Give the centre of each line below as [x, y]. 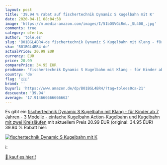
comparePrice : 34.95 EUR [31, 65]
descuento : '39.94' [25, 93]
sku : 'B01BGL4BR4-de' [28, 47]
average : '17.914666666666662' [38, 97]
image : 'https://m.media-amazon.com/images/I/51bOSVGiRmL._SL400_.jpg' [81, 24]
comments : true [21, 28]
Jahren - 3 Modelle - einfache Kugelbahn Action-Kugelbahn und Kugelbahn [83, 117]
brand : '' [15, 83]
